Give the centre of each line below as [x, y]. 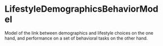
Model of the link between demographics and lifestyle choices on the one [79, 33]
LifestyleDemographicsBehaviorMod [81, 9]
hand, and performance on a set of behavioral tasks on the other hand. [76, 38]
